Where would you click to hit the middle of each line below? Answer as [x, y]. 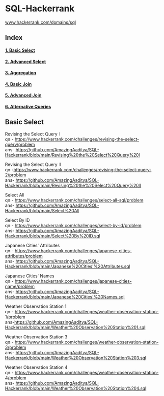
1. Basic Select [20, 50]
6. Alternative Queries [28, 106]
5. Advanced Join [23, 95]
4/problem [16, 378]
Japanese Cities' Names [30, 276]
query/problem [20, 144]
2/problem [15, 175]
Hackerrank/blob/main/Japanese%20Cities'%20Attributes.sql [68, 266]
